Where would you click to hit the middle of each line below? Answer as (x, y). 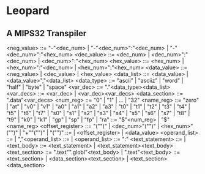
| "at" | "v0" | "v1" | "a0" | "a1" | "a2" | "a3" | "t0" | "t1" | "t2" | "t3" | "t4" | (99, 107)
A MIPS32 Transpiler (47, 33)
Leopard (28, 11)
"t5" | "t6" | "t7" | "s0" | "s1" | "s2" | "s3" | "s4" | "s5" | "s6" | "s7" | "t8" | (98, 113)
